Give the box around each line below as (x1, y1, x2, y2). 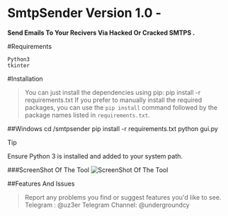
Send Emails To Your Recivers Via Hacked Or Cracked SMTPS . (7, 28, 195, 37)
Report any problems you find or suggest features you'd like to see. (24, 193, 222, 201)
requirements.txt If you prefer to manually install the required (24, 96, 203, 104)
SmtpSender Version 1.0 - (7, 5, 161, 21)
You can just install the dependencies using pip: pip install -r (24, 88, 201, 96)
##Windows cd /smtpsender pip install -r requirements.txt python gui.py (7, 124, 218, 132)
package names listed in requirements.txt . (24, 110, 150, 119)
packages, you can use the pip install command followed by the (24, 103, 218, 111)
